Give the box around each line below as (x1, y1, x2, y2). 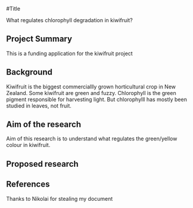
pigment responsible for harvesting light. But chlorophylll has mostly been (6, 96, 188, 103)
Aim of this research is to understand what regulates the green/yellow (6, 135, 178, 142)
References (6, 179, 50, 189)
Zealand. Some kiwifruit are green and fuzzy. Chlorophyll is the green (6, 89, 177, 96)
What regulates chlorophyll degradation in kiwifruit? (6, 17, 133, 23)
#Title (6, 5, 21, 12)
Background (6, 67, 52, 77)
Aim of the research (6, 120, 82, 130)
